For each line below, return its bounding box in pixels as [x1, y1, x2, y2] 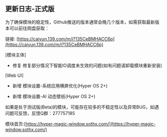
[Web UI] [5, 72, 24, 78]
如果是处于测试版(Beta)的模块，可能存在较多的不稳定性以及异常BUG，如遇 [5, 104, 159, 110]
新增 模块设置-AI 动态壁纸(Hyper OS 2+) [12, 93, 96, 99]
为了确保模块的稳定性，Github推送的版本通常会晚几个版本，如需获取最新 [5, 19, 155, 25]
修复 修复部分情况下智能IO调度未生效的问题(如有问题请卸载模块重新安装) [12, 62, 162, 68]
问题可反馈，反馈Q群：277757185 [5, 110, 75, 116]
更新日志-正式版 [5, 4, 55, 13]
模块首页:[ [5, 120, 26, 126]
